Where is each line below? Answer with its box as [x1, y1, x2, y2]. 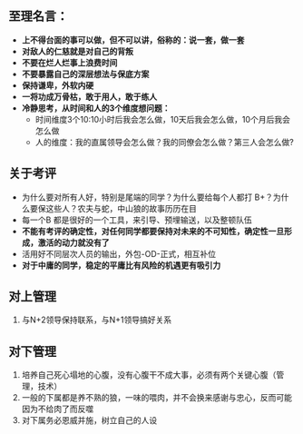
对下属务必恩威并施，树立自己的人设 [21, 415, 158, 426]
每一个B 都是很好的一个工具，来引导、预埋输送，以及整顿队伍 [21, 214, 252, 225]
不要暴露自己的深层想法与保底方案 [21, 68, 150, 79]
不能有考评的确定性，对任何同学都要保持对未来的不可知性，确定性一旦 [21, 225, 285, 236]
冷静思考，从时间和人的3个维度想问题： [21, 103, 171, 113]
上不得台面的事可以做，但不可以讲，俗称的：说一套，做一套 [21, 35, 245, 45]
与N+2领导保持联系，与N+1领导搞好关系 [21, 314, 172, 325]
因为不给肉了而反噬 [21, 403, 94, 415]
